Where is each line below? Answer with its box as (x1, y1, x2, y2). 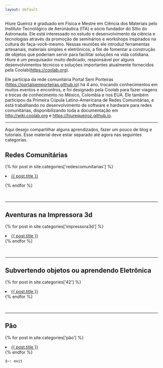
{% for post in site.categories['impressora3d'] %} (5, 224, 104, 229)
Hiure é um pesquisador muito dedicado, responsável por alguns (5, 56, 134, 62)
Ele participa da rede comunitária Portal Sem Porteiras (5, 76, 114, 82)
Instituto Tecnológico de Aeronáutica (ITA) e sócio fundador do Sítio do (5, 25, 147, 32)
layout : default (5, 7, 38, 12)
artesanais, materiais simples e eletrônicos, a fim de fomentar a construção (5, 46, 156, 52)
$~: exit (5, 358, 23, 364)
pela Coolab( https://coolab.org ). (5, 67, 69, 73)
